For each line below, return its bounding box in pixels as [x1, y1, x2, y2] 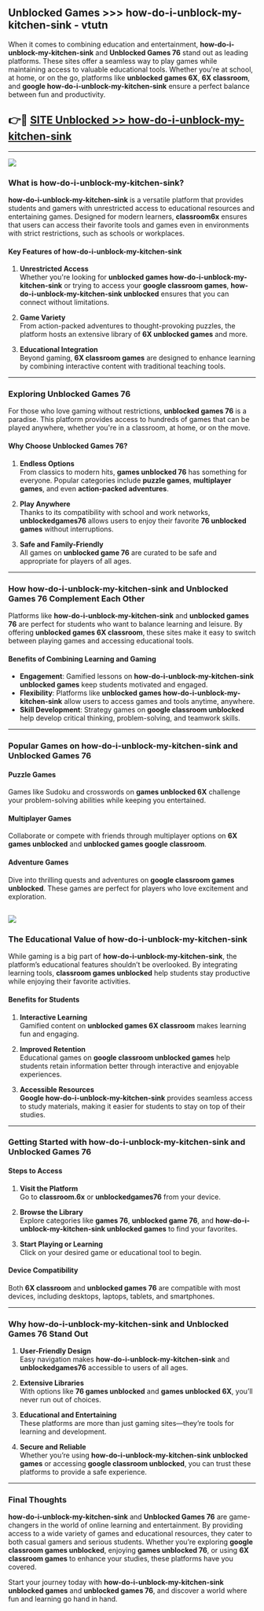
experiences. [19, 1069, 62, 1079]
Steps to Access [8, 1166, 63, 1176]
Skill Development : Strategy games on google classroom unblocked [19, 705, 244, 715]
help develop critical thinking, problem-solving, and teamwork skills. [19, 713, 241, 723]
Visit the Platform [19, 1183, 79, 1193]
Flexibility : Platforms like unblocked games [19, 688, 162, 698]
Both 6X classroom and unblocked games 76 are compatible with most [8, 1283, 241, 1292]
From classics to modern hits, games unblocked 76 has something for [19, 467, 247, 476]
